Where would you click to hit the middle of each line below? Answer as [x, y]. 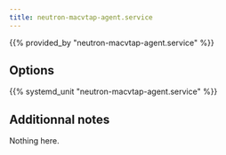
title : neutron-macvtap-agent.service [81, 17]
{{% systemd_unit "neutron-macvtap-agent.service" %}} [113, 92]
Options [32, 70]
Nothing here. [34, 141]
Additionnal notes [60, 119]
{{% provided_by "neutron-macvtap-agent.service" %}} [112, 43]
